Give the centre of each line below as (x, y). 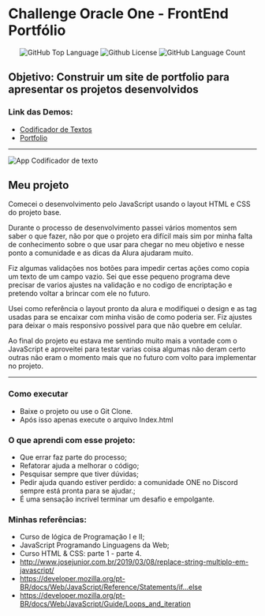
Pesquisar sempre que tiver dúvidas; (79, 474)
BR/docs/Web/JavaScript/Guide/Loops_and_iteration (105, 604)
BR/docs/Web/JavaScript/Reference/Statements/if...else (111, 587)
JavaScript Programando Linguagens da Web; (94, 545)
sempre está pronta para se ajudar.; (77, 491)
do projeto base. (35, 212)
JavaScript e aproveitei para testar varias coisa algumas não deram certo (127, 349)
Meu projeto (39, 185)
